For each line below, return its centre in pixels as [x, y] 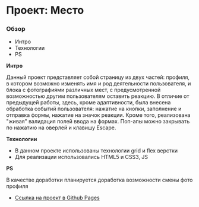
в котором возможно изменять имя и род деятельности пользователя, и [99, 84]
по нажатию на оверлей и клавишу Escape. [61, 128]
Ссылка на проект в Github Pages [57, 198]
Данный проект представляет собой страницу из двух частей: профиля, [98, 77]
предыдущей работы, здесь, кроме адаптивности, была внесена [89, 103]
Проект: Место [45, 10]
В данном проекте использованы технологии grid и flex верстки [96, 151]
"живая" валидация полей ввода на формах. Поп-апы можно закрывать [98, 122]
